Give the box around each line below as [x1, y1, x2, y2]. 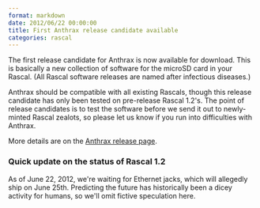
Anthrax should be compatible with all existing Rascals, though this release [8, 88, 252, 97]
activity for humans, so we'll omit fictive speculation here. [8, 191, 196, 200]
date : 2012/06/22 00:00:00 [8, 19, 97, 27]
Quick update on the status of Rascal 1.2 [8, 156, 166, 167]
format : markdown [8, 11, 66, 20]
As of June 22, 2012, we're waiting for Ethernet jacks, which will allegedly [8, 174, 248, 183]
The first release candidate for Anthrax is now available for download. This [8, 55, 251, 65]
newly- [224, 104, 247, 114]
